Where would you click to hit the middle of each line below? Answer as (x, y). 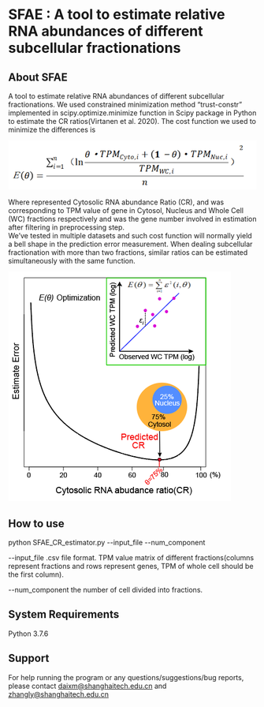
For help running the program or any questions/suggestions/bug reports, (126, 677)
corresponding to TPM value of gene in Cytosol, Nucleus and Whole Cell (126, 211)
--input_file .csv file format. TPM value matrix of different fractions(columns (131, 557)
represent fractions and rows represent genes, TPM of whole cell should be (131, 566)
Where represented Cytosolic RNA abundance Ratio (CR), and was (116, 202)
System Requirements (64, 614)
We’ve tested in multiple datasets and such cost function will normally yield (130, 236)
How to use (36, 524)
